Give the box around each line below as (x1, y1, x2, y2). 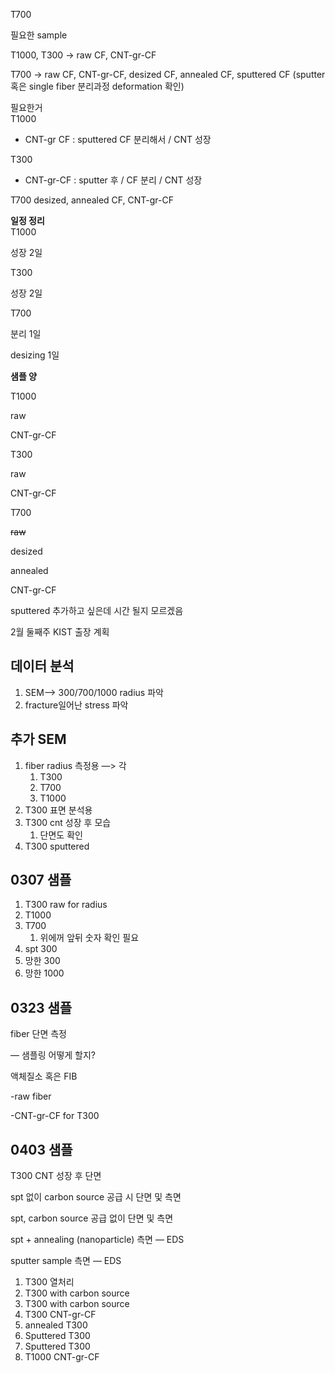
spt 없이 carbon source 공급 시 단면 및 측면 (10, 1191, 182, 1203)
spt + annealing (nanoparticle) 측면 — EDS (10, 1234, 185, 1246)
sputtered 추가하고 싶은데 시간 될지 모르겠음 (10, 605, 184, 616)
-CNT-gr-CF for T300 (10, 1110, 100, 1122)
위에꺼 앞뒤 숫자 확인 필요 (39, 932, 140, 944)
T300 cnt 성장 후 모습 (24, 816, 112, 828)
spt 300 (24, 943, 58, 955)
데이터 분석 (10, 658, 75, 675)
